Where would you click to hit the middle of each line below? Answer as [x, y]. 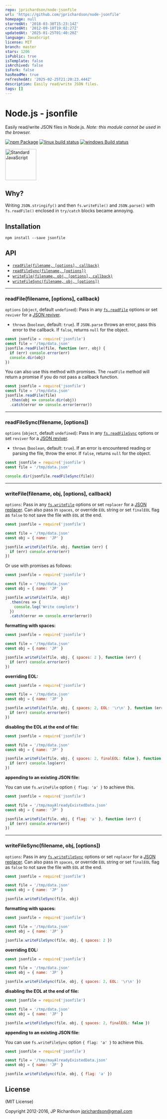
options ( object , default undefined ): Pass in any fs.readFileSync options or [82, 433]
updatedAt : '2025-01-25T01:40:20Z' [42, 33]
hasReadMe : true [22, 75]
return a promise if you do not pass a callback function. [62, 377]
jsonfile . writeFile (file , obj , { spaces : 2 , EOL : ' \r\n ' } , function [79, 708]
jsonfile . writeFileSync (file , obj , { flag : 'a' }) [59, 1074]
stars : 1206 [17, 51]
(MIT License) [19, 1102]
